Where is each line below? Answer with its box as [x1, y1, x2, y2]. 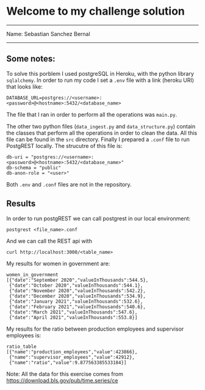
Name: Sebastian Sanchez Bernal [6, 30, 90, 37]
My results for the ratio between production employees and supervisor [6, 325, 184, 333]
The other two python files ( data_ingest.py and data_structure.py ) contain [6, 122, 196, 130]
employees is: [6, 331, 41, 339]
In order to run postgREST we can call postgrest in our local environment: [6, 215, 191, 222]
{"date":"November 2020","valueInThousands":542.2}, [9, 287, 146, 294]
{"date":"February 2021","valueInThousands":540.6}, [9, 304, 146, 310]
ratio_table [6, 344, 37, 350]
